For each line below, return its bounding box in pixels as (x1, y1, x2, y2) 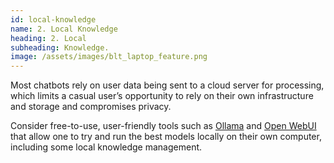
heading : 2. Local (10, 33, 87, 43)
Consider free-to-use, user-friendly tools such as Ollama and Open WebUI (10, 120, 317, 132)
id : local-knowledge (10, 14, 97, 25)
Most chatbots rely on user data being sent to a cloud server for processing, (10, 79, 325, 91)
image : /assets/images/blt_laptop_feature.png (10, 52, 208, 62)
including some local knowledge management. (10, 141, 203, 153)
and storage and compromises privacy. (10, 101, 172, 113)
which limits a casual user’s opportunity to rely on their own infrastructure (10, 90, 314, 102)
